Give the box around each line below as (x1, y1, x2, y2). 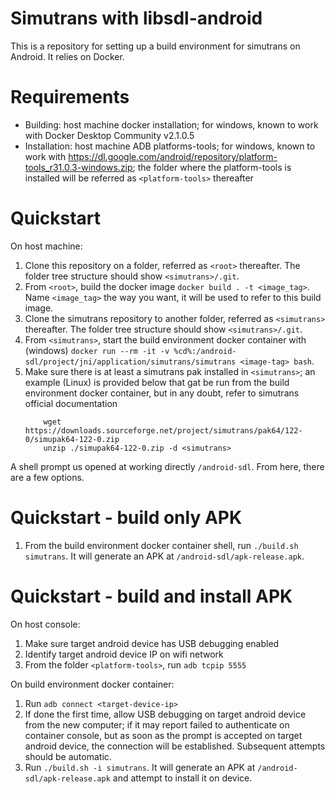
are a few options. (10, 471, 85, 483)
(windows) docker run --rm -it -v (24, 344, 170, 356)
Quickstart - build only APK (10, 507, 243, 529)
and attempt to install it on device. (112, 772, 253, 784)
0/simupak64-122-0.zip (24, 434, 120, 444)
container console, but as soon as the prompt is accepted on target (24, 729, 303, 741)
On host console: (10, 618, 81, 630)
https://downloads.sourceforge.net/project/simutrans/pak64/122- (24, 425, 303, 436)
